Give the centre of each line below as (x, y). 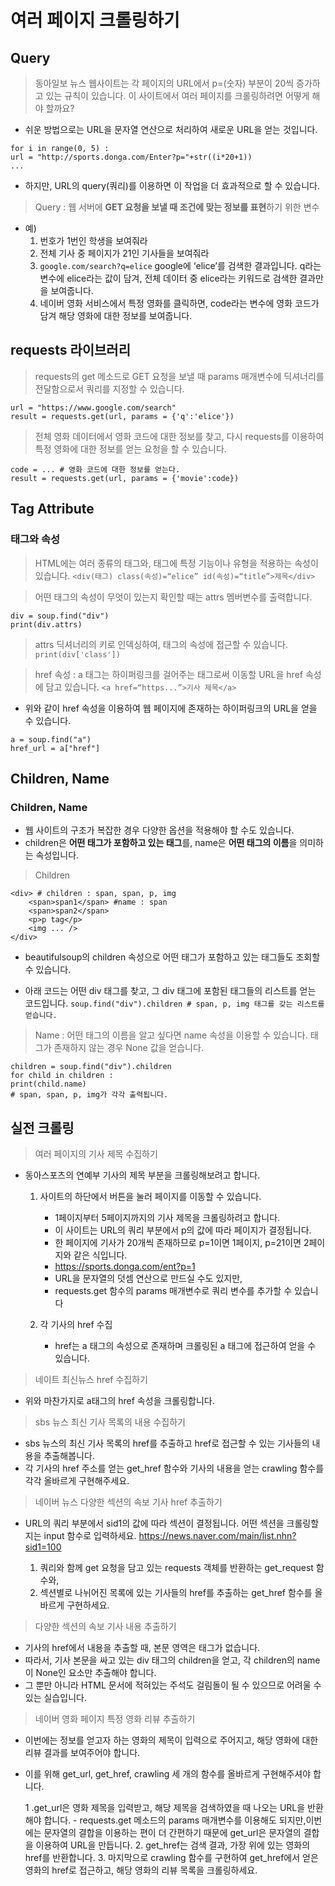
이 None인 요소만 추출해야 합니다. (90, 1672)
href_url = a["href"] (55, 748)
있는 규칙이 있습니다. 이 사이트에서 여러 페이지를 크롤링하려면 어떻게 (177, 95)
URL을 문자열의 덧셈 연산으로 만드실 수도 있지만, (148, 1278)
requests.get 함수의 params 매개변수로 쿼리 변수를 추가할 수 (173, 1290)
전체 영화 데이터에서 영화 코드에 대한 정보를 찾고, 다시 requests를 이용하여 (179, 436)
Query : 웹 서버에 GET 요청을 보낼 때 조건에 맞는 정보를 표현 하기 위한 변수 (177, 207)
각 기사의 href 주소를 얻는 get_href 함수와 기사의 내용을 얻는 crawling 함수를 (174, 1468)
